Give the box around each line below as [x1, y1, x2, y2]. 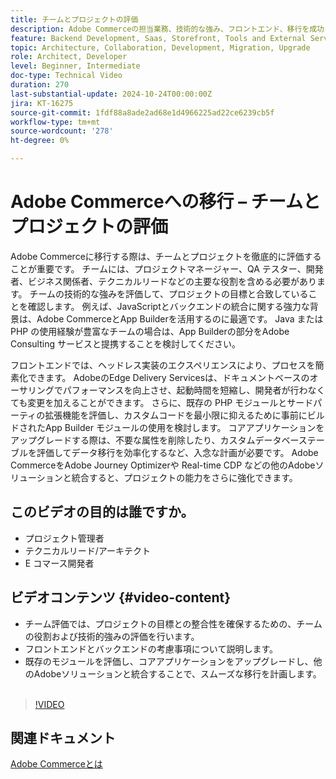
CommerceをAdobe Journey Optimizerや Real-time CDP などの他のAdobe [10, 459, 316, 471]
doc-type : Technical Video [10, 71, 123, 81]
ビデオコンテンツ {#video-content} [10, 589, 232, 606]
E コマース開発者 [24, 557, 95, 569]
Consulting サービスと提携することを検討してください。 [10, 337, 242, 350]
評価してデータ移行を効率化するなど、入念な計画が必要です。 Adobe [36, 446, 319, 458]
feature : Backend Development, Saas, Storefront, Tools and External [10, 33, 307, 43]
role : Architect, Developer [10, 52, 128, 62]
